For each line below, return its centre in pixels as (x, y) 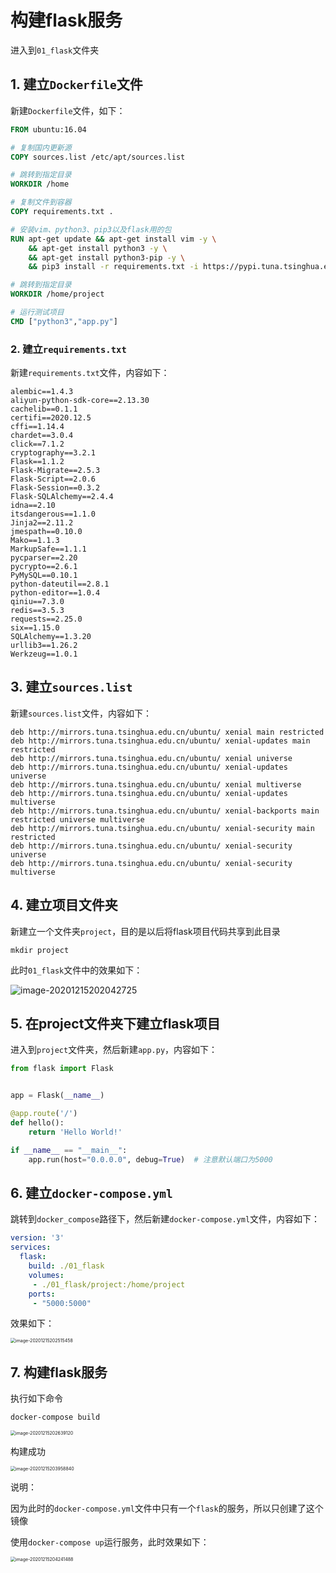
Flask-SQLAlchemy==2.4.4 (62, 497)
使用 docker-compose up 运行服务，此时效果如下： (110, 1542)
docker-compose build (55, 1417)
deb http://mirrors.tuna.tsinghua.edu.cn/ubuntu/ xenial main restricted (167, 732)
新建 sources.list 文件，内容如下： (81, 713)
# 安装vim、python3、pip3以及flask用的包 (91, 229)
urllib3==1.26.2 (44, 646)
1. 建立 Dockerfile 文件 (76, 84)
